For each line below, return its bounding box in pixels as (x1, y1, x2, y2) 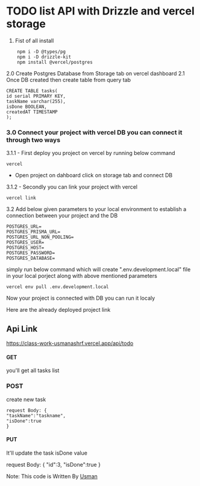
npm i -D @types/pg (17, 48, 66, 55)
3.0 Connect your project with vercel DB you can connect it (6, 128, 183, 136)
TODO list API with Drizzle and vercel (6, 4, 195, 18)
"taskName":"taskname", (6, 412, 66, 418)
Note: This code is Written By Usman (6, 472, 98, 480)
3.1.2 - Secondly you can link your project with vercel (6, 183, 138, 191)
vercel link (6, 195, 36, 201)
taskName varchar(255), (6, 98, 66, 104)
